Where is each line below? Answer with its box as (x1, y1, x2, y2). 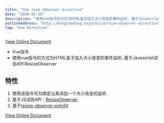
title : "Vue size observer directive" (5, 7, 84, 12)
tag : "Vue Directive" (5, 25, 49, 30)
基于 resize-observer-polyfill (12, 102, 68, 108)
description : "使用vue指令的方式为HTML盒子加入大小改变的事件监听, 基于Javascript (5, 16, 161, 21)
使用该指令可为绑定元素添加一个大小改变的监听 (12, 90, 106, 96)
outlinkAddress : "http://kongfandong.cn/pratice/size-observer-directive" (5, 20, 161, 26)
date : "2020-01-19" (5, 12, 45, 17)
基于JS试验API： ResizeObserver (12, 96, 78, 102)
